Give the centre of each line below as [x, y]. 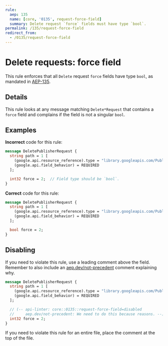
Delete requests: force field [63, 62]
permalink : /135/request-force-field [44, 28]
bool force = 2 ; [26, 230]
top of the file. [19, 338]
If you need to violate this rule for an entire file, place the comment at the [80, 333]
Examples [21, 130]
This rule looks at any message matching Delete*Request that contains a [79, 109]
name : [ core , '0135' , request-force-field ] [55, 19]
